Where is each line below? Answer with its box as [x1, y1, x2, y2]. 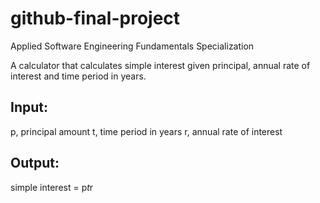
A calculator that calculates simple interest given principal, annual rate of [10, 59, 311, 71]
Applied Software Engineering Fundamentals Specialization [10, 40, 255, 52]
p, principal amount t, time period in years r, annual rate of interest [10, 125, 283, 137]
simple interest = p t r [10, 181, 94, 193]
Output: [10, 155, 60, 172]
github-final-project [10, 7, 181, 30]
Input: [10, 99, 48, 116]
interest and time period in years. [10, 70, 147, 82]
